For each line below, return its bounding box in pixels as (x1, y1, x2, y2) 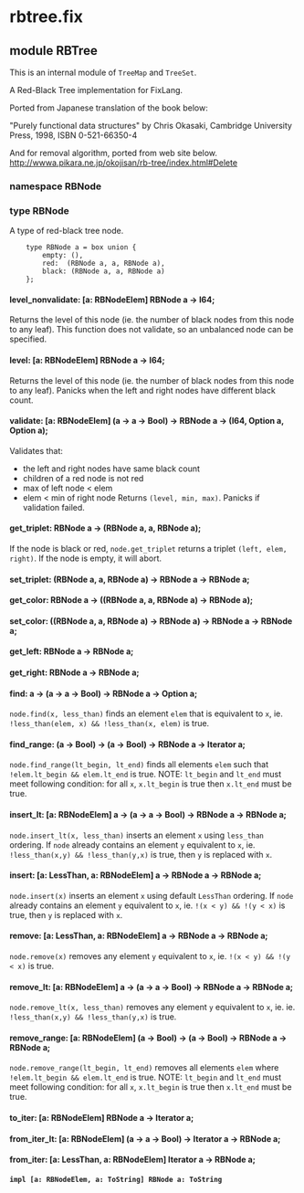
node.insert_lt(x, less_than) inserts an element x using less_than (9, 829, 265, 840)
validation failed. (22, 501, 85, 512)
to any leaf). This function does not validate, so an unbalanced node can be (9, 324, 294, 335)
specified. (9, 333, 47, 344)
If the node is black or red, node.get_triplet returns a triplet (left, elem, (9, 544, 288, 554)
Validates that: (9, 445, 64, 456)
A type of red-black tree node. (9, 226, 124, 237)
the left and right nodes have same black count (22, 463, 201, 474)
